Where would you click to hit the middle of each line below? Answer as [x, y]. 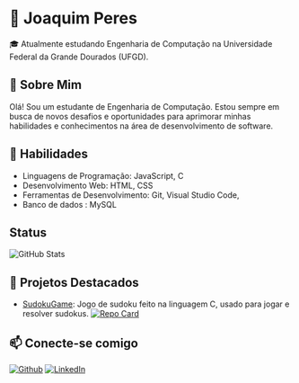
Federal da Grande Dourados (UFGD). [79, 57]
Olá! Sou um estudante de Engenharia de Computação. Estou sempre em [145, 106]
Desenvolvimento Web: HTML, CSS [88, 185]
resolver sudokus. [56, 314]
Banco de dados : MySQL [69, 204]
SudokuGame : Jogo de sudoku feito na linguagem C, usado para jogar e [156, 304]
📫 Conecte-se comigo [74, 343]
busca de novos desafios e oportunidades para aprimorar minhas [130, 116]
